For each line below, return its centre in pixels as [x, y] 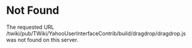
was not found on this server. [42, 40]
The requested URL [30, 27]
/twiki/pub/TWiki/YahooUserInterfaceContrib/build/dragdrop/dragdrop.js [96, 33]
